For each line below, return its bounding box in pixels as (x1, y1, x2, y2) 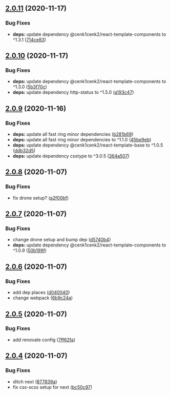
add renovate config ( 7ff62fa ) (12, 337, 76, 343)
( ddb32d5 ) (12, 148, 36, 154)
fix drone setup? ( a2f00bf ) (12, 195, 69, 201)
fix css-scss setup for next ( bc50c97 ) (12, 384, 93, 390)
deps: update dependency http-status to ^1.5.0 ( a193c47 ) (12, 89, 134, 95)
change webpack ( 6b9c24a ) (12, 295, 73, 301)
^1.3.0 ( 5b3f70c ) (12, 84, 47, 90)
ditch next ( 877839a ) (12, 379, 57, 385)
